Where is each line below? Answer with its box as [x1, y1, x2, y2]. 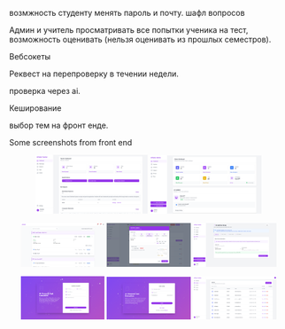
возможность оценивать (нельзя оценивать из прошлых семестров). [9, 35, 272, 44]
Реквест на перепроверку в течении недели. [9, 68, 179, 79]
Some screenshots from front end [9, 137, 133, 147]
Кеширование [9, 103, 62, 114]
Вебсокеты [9, 51, 51, 61]
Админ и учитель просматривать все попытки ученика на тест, [9, 25, 249, 35]
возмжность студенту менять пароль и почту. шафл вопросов [9, 8, 245, 18]
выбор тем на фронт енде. [9, 120, 109, 130]
